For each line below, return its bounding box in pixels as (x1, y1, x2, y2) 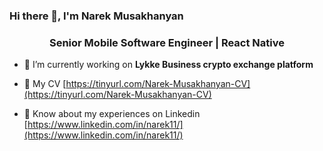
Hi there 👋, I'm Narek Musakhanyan (9, 9, 184, 23)
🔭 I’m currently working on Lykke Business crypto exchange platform (23, 59, 314, 71)
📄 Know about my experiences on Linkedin (23, 108, 201, 120)
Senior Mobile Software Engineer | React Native (48, 35, 286, 49)
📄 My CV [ (23, 78, 67, 90)
